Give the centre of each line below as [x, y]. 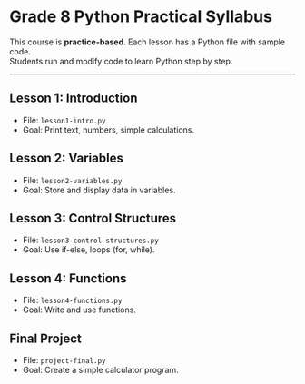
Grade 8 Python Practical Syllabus [141, 17]
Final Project [45, 338]
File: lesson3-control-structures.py [90, 240]
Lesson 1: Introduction [74, 98]
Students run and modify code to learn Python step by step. [121, 61]
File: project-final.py [64, 360]
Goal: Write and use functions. [79, 310]
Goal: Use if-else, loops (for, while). [89, 250]
